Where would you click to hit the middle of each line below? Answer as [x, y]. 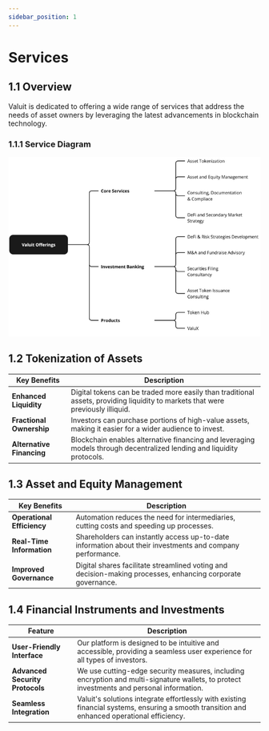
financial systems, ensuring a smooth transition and [162, 708]
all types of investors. [112, 660]
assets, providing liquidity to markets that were [148, 400]
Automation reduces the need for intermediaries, [156, 517]
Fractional [29, 420]
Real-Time [30, 541]
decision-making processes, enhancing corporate [159, 573]
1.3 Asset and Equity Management [95, 484]
